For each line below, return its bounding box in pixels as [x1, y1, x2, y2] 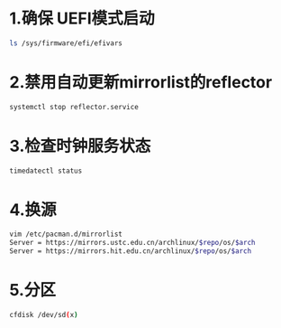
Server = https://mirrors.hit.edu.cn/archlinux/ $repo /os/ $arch [9, 247, 252, 256]
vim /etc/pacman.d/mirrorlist [9, 230, 123, 239]
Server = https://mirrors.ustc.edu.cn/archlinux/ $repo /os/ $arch [9, 239, 256, 248]
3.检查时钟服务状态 [9, 136, 151, 156]
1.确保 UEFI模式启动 [9, 8, 155, 29]
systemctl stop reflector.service [9, 102, 140, 111]
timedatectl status [9, 166, 83, 175]
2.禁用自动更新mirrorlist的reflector [9, 72, 273, 92]
